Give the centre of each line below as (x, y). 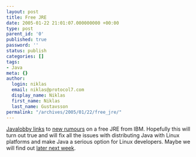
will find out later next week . (41, 148)
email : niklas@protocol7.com (48, 90)
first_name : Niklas (36, 101)
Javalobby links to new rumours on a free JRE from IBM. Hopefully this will (98, 129)
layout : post (22, 12)
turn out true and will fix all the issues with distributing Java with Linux (93, 135)
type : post (20, 28)
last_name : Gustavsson (40, 106)
